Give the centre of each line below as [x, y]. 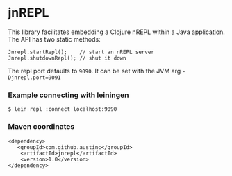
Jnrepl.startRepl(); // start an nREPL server [81, 52]
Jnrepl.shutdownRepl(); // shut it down [67, 58]
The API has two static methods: [54, 39]
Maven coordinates [41, 127]
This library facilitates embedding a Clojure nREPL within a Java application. [116, 32]
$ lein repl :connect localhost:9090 [63, 109]
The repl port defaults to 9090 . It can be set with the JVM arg [94, 71]
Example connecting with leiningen [68, 95]
